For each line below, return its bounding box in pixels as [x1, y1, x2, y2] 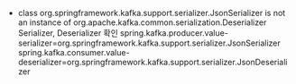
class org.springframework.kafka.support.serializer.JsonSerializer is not [17, 8, 286, 18]
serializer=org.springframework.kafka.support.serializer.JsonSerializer [17, 38, 282, 48]
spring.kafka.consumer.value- [17, 47, 130, 57]
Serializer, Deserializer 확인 [17, 28, 119, 38]
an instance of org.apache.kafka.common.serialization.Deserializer [17, 17, 267, 28]
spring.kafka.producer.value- [120, 28, 228, 38]
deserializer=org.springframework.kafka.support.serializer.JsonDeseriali [17, 57, 288, 67]
